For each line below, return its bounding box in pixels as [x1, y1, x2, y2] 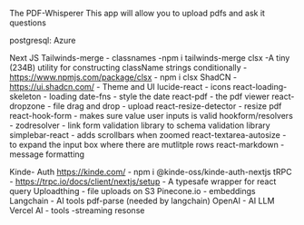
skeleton [9, 91, 42, 102]
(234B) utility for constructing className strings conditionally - [9, 63, 248, 73]
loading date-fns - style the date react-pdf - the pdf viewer [48, 91, 270, 102]
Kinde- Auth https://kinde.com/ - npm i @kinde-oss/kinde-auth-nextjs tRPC [9, 167, 292, 177]
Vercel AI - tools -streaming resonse [9, 205, 145, 216]
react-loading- [232, 82, 288, 92]
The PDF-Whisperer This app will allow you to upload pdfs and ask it [9, 8, 266, 18]
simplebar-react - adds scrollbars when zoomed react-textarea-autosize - [9, 130, 287, 140]
